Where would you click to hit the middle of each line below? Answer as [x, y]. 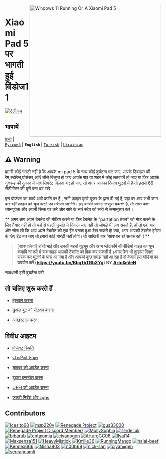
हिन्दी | [10, 139]
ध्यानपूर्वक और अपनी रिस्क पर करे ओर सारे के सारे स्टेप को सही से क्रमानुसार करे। [69, 209]
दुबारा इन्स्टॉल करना [28, 378]
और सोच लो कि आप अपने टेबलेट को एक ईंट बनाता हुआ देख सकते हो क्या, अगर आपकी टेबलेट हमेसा [83, 230]
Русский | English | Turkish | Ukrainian [44, 144]
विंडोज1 [17, 87]
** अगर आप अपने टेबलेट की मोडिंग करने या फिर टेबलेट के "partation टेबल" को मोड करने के [80, 219]
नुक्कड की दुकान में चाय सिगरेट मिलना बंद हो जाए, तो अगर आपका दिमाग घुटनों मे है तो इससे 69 [79, 183]
